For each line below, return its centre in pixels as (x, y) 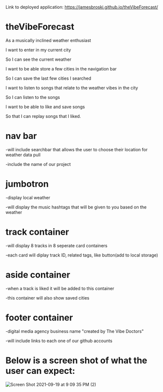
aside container (38, 275)
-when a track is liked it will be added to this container (60, 288)
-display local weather (28, 197)
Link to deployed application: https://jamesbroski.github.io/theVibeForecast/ (82, 7)
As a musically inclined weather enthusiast (48, 40)
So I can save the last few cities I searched (49, 78)
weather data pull (23, 155)
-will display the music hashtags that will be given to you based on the (76, 207)
